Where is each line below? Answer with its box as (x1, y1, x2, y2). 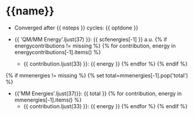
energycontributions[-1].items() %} (14, 48, 101, 55)
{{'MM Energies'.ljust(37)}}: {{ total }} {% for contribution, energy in (14, 90, 182, 97)
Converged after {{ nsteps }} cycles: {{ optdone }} (14, 24, 139, 31)
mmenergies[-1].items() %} (14, 96, 82, 103)
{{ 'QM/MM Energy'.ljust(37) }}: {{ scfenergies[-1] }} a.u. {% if (14, 35, 167, 43)
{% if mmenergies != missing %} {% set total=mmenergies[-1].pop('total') (5, 72, 188, 79)
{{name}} (5, 4, 55, 18)
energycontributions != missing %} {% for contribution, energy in (14, 42, 176, 49)
